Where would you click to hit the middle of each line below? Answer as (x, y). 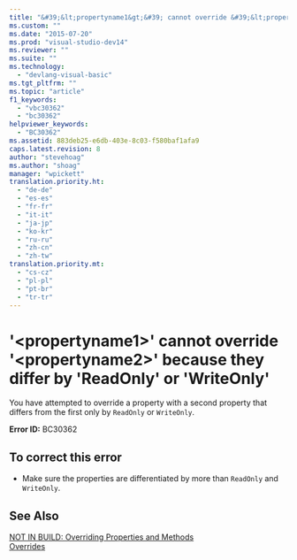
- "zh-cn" (35, 248)
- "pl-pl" (35, 280)
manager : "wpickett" (47, 173)
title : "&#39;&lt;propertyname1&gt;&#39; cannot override (118, 17)
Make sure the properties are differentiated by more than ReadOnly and (150, 479)
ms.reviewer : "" (39, 50)
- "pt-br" (35, 288)
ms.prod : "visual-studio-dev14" (69, 42)
